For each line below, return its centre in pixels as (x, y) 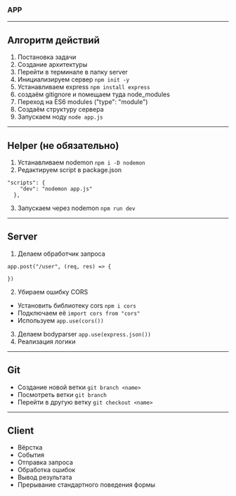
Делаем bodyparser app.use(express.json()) (84, 334)
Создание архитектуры (52, 65)
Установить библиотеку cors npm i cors (77, 305)
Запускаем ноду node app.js (60, 117)
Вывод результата (45, 477)
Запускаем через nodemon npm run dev (76, 208)
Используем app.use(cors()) (60, 320)
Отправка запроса (45, 462)
